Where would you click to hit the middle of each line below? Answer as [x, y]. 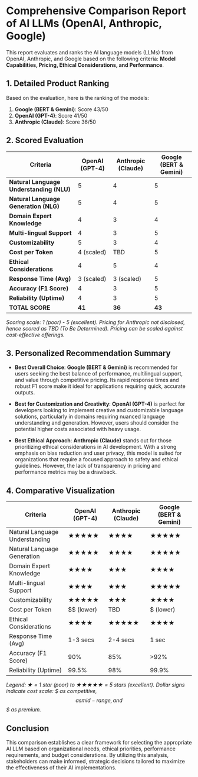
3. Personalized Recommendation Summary [88, 353]
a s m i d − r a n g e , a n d [99, 700]
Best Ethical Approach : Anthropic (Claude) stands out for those [93, 441]
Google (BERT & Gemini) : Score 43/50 [61, 109]
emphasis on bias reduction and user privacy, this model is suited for [98, 453]
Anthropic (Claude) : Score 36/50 [55, 122]
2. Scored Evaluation [45, 140]
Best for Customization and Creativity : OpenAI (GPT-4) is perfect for [100, 404]
